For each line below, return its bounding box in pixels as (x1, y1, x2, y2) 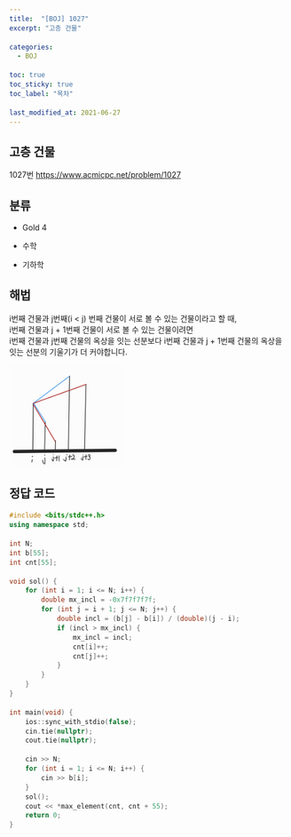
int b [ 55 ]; (9, 548, 50, 557)
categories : (9, 43, 53, 52)
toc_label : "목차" (9, 89, 74, 98)
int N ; (9, 539, 34, 548)
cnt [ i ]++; (72, 642, 109, 651)
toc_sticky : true (9, 80, 74, 89)
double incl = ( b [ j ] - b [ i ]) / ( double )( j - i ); (56, 614, 240, 624)
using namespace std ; (9, 521, 90, 530)
